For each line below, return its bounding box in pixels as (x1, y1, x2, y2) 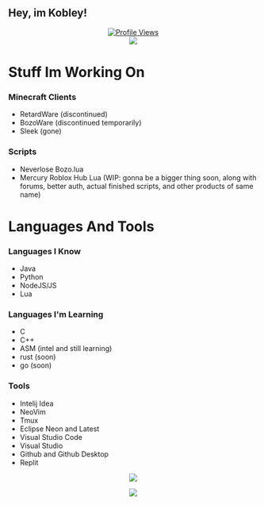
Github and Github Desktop (19, 449, 109, 459)
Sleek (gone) (19, 126, 62, 136)
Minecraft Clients (8, 91, 77, 102)
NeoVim (19, 407, 46, 416)
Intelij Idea (19, 399, 54, 408)
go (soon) (19, 360, 52, 370)
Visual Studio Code (19, 432, 83, 441)
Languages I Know (8, 245, 82, 256)
